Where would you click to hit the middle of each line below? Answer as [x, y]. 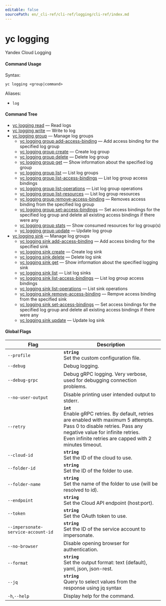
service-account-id [30, 532]
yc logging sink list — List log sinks [55, 273]
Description [111, 345]
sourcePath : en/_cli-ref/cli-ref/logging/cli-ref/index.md [67, 14]
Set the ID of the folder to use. [98, 471]
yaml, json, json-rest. [88, 569]
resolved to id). [81, 490]
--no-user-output [28, 398]
